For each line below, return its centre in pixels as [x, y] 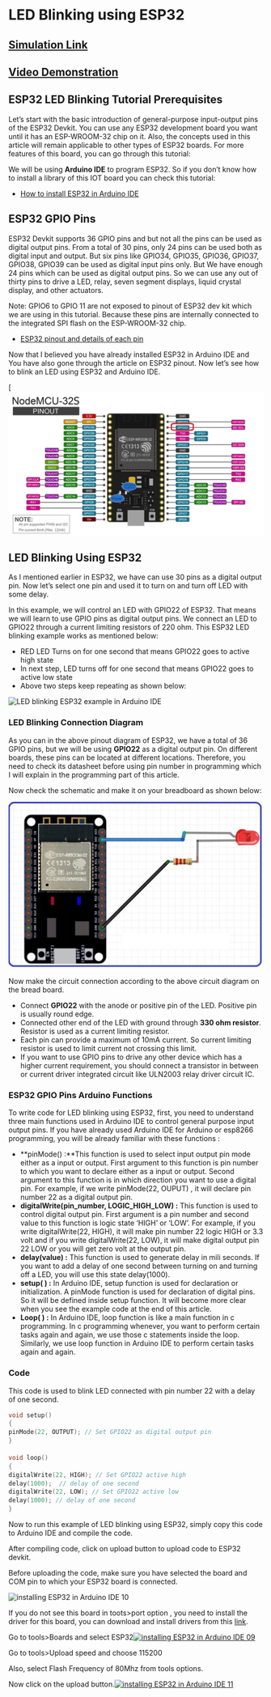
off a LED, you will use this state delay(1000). [95, 1275]
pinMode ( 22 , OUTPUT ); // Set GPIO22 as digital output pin [110, 1432]
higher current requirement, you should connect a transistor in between [139, 1065]
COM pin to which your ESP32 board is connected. [93, 1582]
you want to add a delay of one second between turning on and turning [139, 1266]
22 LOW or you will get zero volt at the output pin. [103, 1249]
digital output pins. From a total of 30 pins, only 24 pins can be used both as [135, 247]
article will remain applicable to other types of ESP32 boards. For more [126, 145]
